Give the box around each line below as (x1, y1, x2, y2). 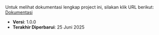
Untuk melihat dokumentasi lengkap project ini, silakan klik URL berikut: (5, 4, 154, 10)
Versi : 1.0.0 (12, 19, 36, 25)
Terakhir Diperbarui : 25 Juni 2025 (12, 24, 85, 30)
